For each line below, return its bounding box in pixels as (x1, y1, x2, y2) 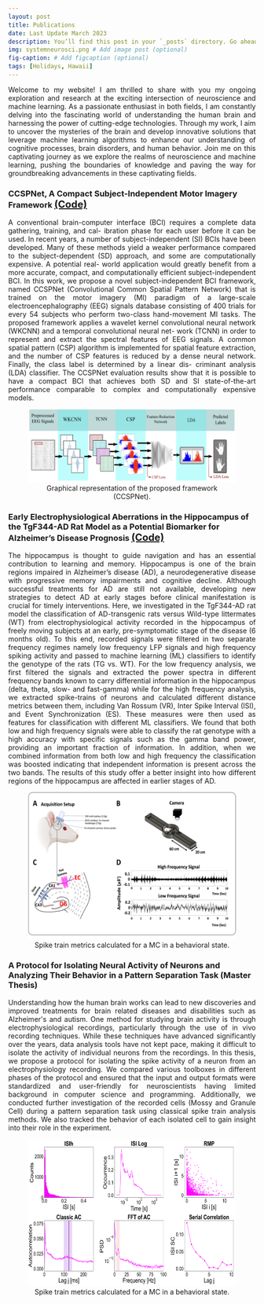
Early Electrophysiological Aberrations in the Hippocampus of (8, 512, 249, 523)
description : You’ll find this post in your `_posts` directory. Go (8, 38, 237, 46)
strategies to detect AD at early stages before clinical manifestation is (8, 593, 256, 602)
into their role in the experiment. (8, 1122, 112, 1132)
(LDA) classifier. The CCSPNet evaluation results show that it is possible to (8, 368, 256, 377)
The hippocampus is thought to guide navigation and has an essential (8, 551, 256, 560)
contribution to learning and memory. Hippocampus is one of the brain (8, 559, 256, 569)
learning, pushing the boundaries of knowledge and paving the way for (8, 160, 256, 169)
